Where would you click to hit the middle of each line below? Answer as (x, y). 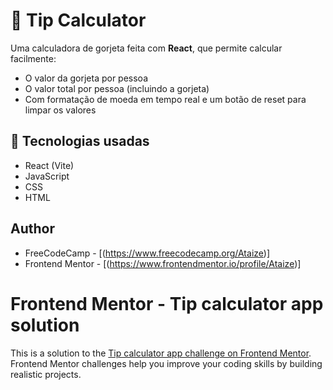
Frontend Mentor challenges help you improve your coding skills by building (166, 363)
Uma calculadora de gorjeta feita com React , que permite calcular (146, 48)
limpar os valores (60, 110)
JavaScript (47, 176)
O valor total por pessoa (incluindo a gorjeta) (117, 88)
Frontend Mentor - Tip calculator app (167, 303)
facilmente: (33, 58)
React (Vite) (49, 165)
